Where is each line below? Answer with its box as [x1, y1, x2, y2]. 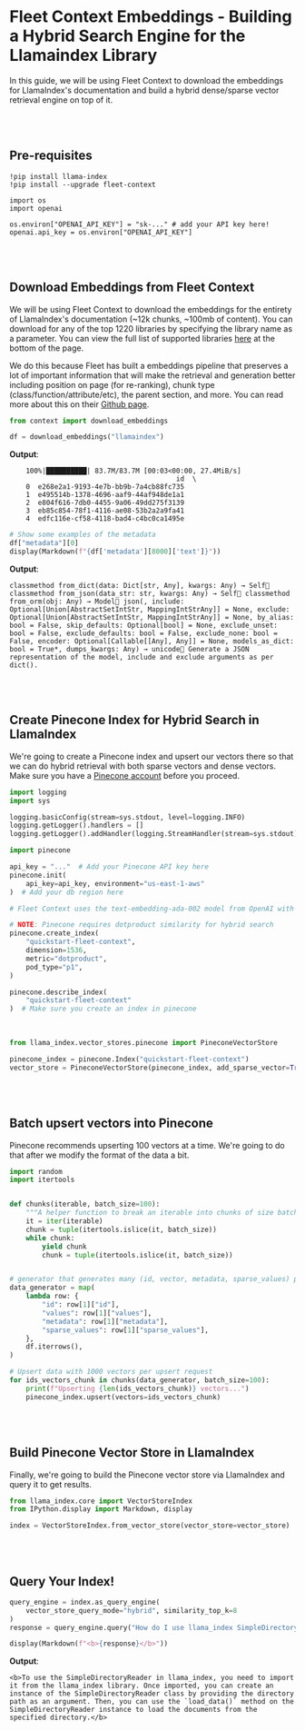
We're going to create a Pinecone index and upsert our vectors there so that [9, 751, 294, 761]
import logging [9, 788, 67, 797]
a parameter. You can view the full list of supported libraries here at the [9, 333, 275, 343]
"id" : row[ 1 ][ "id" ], [42, 1300, 120, 1309]
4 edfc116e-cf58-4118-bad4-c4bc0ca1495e [25, 514, 184, 523]
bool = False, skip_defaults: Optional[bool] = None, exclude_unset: [9, 621, 279, 630]
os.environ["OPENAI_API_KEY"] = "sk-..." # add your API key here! [9, 220, 271, 229]
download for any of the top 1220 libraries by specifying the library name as [9, 323, 293, 333]
